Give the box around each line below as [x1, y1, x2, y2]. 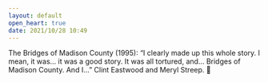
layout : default [8, 11, 62, 20]
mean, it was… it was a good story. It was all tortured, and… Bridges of [8, 57, 242, 66]
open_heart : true [8, 19, 66, 27]
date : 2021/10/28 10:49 [8, 26, 88, 34]
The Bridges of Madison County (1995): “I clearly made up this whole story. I [8, 49, 261, 58]
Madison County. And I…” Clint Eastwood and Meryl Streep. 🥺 [8, 65, 211, 75]
